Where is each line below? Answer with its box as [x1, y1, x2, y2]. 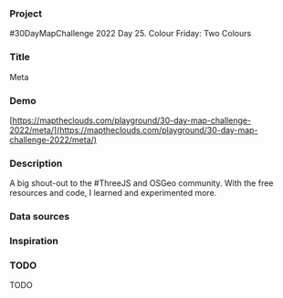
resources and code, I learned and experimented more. [9, 188, 217, 199]
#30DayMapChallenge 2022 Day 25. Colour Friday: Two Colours [9, 28, 252, 39]
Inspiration [9, 235, 59, 248]
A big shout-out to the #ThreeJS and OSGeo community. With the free [9, 178, 274, 189]
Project [9, 7, 43, 20]
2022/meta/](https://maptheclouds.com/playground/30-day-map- [9, 124, 258, 135]
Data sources [9, 211, 70, 223]
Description [9, 157, 63, 170]
